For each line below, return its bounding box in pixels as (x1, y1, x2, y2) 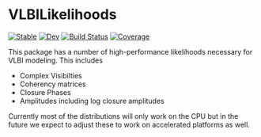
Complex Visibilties (19, 70, 82, 80)
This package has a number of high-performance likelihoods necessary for (8, 47, 253, 56)
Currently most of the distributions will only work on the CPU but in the (8, 111, 239, 120)
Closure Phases (19, 87, 71, 97)
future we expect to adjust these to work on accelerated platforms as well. (8, 120, 251, 129)
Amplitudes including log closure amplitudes (19, 96, 165, 105)
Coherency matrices (19, 79, 86, 89)
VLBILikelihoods (8, 6, 117, 24)
